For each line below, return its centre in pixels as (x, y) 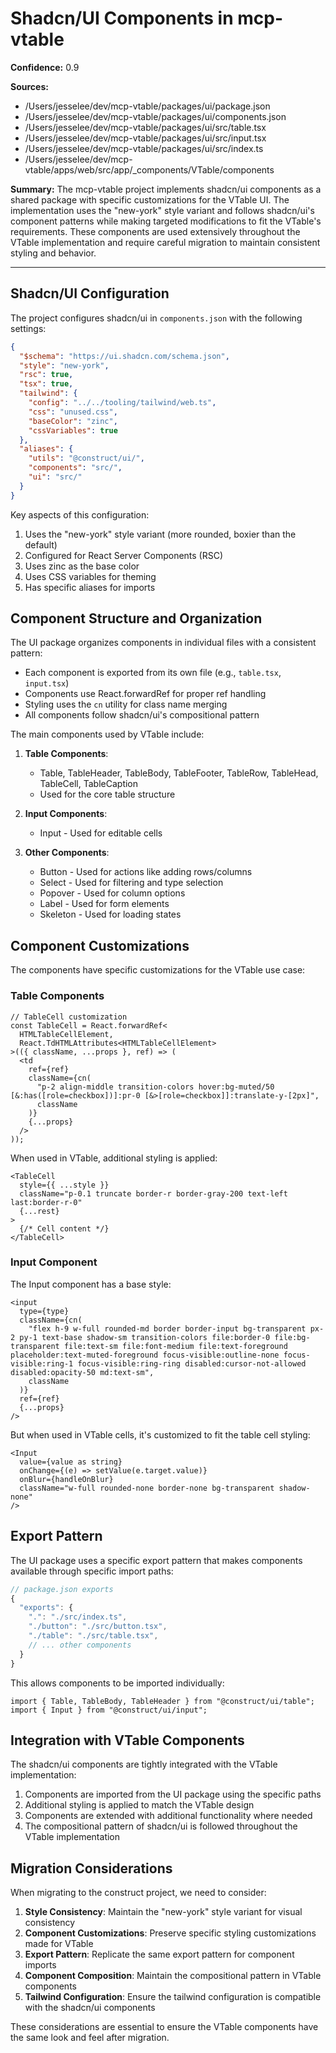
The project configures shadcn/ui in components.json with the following (156, 318)
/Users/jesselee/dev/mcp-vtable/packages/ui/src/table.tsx (145, 127)
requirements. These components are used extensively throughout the (155, 231)
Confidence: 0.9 (45, 67)
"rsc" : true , (46, 375)
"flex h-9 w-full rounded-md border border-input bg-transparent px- (176, 1328)
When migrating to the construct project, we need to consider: (138, 1893)
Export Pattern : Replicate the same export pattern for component (159, 1954)
